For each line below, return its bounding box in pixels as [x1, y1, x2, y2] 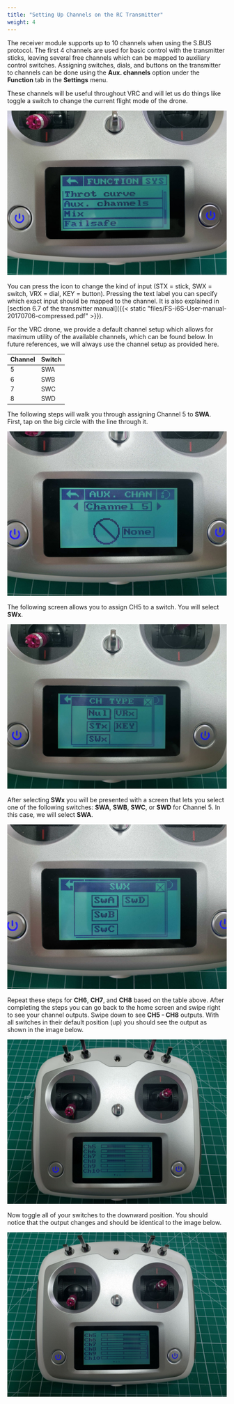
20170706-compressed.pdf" [7, 311, 88, 320]
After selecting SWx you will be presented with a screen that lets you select [7, 795, 224, 804]
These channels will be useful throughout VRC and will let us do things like [7, 89, 221, 97]
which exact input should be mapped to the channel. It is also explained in [7, 297, 219, 305]
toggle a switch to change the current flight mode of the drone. [7, 96, 188, 104]
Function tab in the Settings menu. [7, 75, 108, 84]
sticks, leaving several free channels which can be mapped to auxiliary [7, 53, 210, 62]
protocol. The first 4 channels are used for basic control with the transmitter [7, 46, 225, 54]
